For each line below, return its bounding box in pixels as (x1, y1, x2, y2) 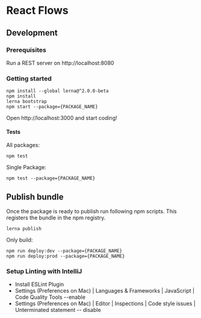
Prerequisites (6, 46, 46, 54)
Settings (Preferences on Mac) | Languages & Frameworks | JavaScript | (14, 287, 194, 295)
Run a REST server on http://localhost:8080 (6, 59, 114, 66)
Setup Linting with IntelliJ (6, 267, 82, 276)
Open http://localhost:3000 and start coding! (6, 114, 117, 122)
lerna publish (6, 226, 42, 232)
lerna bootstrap (6, 99, 47, 105)
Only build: (6, 236, 33, 244)
